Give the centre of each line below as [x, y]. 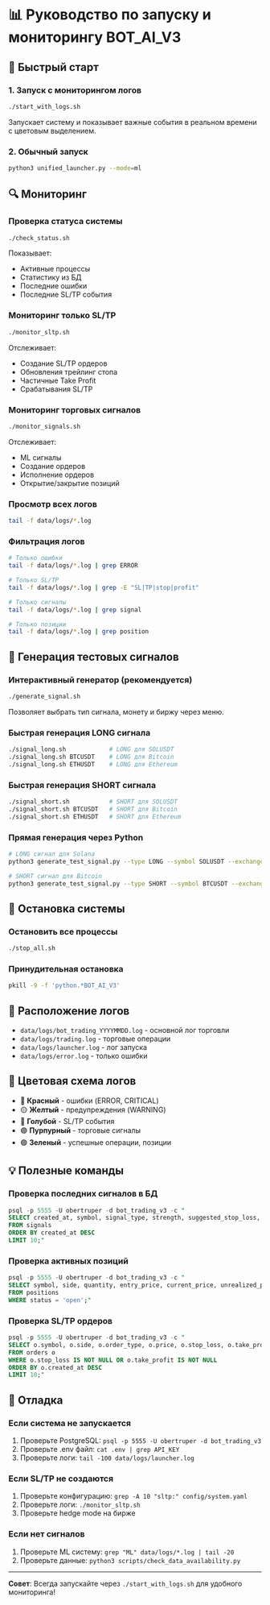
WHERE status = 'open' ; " [50, 1300]
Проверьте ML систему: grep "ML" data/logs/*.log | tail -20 [127, 1552]
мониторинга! [32, 1592]
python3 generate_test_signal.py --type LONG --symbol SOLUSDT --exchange [136, 861]
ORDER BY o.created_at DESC [55, 1367]
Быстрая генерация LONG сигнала [80, 732]
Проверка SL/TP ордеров [61, 1321]
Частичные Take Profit [58, 380]
